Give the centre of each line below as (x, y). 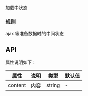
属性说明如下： (21, 62)
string (53, 85)
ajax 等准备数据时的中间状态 (35, 34)
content (17, 85)
